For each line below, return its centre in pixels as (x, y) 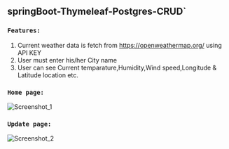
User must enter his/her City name (67, 60)
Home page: (26, 92)
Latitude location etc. (48, 75)
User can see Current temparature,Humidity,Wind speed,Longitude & (117, 67)
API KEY (29, 53)
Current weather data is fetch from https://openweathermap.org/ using (119, 45)
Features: (24, 31)
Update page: (29, 124)
